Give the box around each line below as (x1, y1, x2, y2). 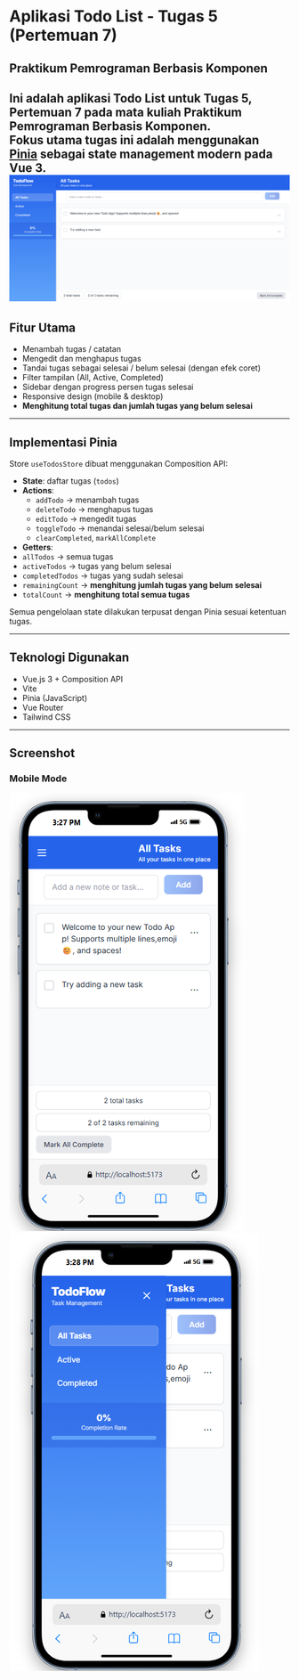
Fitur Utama (9, 320, 77, 335)
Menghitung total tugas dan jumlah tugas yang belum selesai (21, 401, 254, 412)
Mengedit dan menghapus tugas (21, 354, 142, 364)
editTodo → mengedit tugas (35, 513, 137, 524)
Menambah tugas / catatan (21, 344, 122, 355)
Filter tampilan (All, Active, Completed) (21, 372, 165, 383)
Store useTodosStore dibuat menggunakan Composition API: (9, 458, 229, 469)
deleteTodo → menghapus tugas (35, 503, 154, 514)
